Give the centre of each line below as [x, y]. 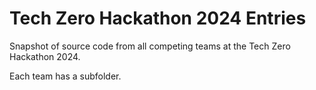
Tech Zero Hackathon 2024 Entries [158, 18]
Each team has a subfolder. [65, 76]
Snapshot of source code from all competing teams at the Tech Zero [150, 46]
